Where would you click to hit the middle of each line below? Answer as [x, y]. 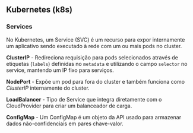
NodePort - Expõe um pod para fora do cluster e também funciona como [96, 81]
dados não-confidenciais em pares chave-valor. [65, 123]
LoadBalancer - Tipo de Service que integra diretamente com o [84, 99]
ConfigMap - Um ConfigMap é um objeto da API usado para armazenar [94, 117]
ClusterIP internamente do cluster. [48, 88]
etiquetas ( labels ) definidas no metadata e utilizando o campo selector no [97, 64]
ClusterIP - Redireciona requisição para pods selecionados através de [92, 57]
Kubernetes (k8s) [39, 10]
